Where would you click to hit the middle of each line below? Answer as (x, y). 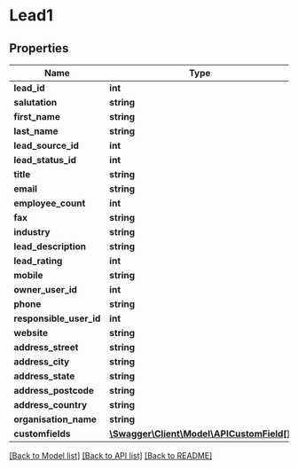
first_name (37, 117)
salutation (35, 102)
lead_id (29, 88)
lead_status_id (45, 160)
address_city (42, 362)
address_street (46, 347)
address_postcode (54, 391)
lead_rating (38, 261)
